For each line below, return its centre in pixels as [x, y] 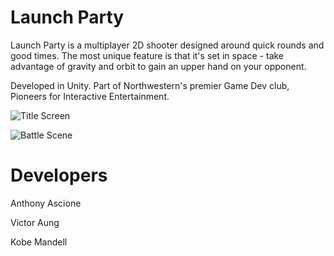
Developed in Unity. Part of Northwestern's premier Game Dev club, [150, 85]
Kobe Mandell [39, 242]
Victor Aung [35, 222]
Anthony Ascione [46, 203]
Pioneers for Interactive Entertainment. [90, 96]
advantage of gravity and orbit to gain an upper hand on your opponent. [158, 66]
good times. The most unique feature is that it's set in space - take [147, 55]
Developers [59, 175]
